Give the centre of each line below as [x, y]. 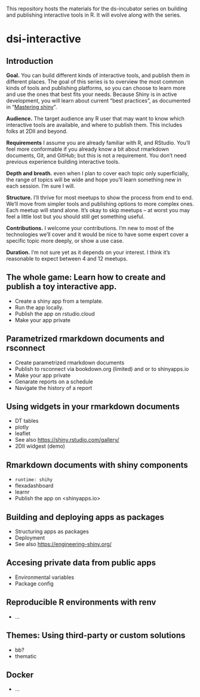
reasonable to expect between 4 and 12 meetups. [67, 258]
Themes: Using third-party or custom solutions [96, 635]
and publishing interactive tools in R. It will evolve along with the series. [94, 15]
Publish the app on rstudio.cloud [55, 314]
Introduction [30, 61]
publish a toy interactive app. [61, 286]
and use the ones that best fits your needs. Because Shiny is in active [92, 94]
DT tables [27, 421]
